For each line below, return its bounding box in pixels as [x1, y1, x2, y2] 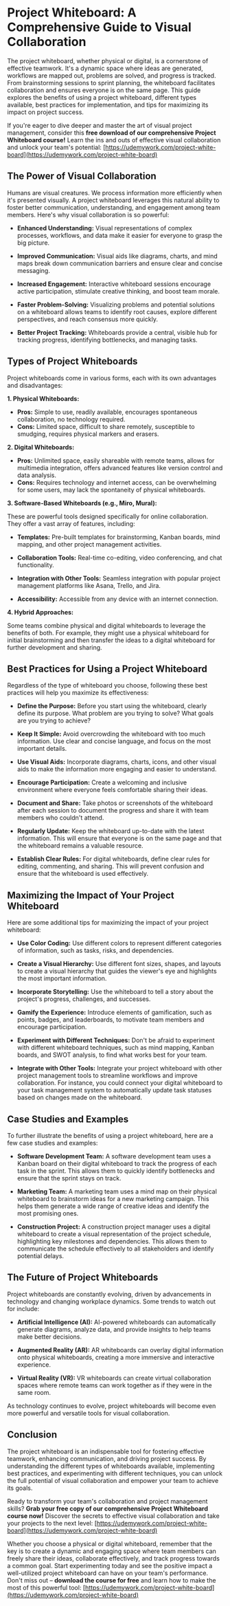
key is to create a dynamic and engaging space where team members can [7, 1547, 216, 1555]
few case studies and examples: [7, 1139, 98, 1147]
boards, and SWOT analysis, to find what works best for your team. [16, 1050, 207, 1059]
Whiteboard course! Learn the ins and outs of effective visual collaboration [7, 135, 221, 144]
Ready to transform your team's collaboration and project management [7, 1497, 208, 1505]
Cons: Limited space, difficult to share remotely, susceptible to [16, 422, 195, 430]
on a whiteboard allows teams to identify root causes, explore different [16, 307, 218, 316]
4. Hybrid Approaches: [7, 608, 74, 616]
